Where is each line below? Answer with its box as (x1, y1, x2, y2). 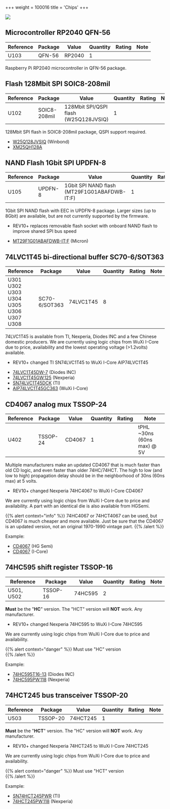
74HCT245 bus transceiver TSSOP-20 (5, 691, 128, 700)
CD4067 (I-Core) (12, 548, 48, 555)
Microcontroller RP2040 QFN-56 (5, 28, 111, 37)
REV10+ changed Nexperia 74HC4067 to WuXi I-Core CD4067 (12, 488, 143, 494)
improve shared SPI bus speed (12, 228, 77, 234)
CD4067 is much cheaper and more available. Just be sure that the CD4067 (5, 518, 163, 524)
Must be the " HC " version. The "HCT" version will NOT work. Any (5, 606, 143, 612)
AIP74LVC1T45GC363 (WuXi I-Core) (12, 386, 89, 392)
